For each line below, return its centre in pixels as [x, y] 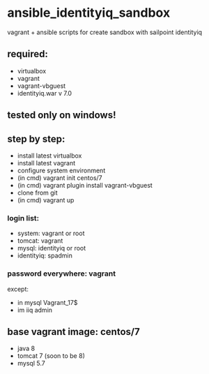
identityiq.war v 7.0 [44, 93]
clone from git [37, 193]
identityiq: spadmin [45, 255]
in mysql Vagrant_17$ [47, 302]
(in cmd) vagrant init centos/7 [60, 178]
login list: [23, 218]
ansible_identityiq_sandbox [89, 13]
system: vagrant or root [51, 233]
